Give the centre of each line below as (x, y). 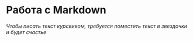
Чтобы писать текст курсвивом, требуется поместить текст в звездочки (97, 26)
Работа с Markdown (56, 10)
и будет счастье (26, 32)
